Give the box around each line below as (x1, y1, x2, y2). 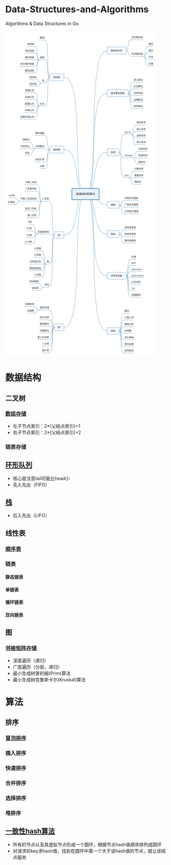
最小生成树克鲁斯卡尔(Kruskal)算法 (12, 676, 86, 682)
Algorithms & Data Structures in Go (5, 20, 79, 27)
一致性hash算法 (5, 827, 55, 835)
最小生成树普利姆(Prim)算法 (12, 670, 71, 676)
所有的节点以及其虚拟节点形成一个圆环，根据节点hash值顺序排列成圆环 (12, 841, 162, 848)
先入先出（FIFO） (12, 481, 50, 488)
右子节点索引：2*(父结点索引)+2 (12, 429, 81, 435)
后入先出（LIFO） (12, 512, 50, 518)
